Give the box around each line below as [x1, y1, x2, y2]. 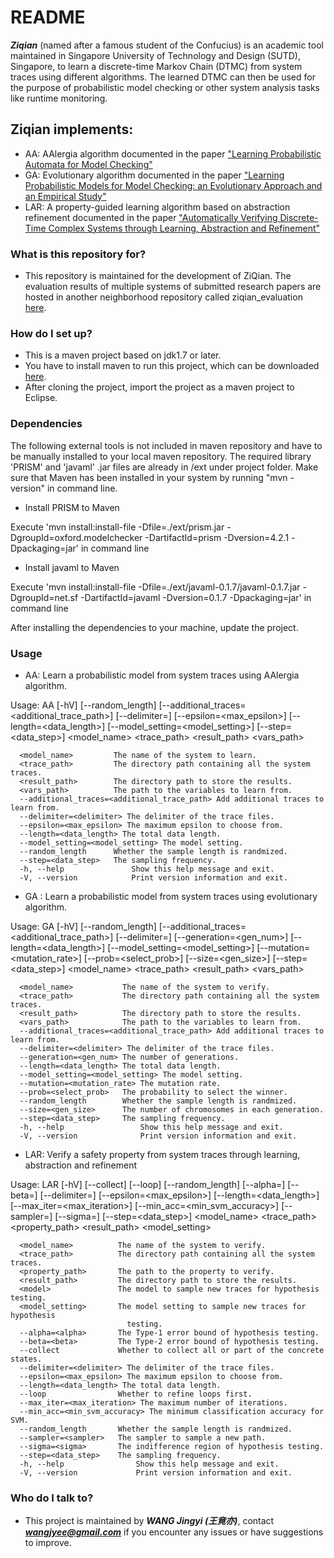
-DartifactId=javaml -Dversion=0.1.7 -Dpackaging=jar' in [80, 591, 312, 603]
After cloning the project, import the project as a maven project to [24, 381, 295, 393]
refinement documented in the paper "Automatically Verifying [24, 211, 278, 223]
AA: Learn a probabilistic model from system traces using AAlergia [24, 669, 300, 681]
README [10, 6, 86, 29]
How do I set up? [10, 326, 93, 340]
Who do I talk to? [10, 1491, 94, 1505]
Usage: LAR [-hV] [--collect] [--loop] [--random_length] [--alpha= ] [10, 1178, 286, 1190]
